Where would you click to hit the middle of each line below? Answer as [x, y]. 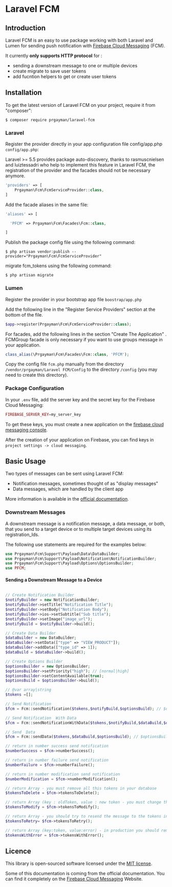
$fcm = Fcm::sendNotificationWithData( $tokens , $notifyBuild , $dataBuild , [84, 723]
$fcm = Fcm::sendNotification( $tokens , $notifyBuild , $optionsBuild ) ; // [83, 709]
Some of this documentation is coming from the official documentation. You [85, 874]
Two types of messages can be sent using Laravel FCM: [64, 474]
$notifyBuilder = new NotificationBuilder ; [52, 600]
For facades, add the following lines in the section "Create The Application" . [86, 334]
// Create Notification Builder [40, 595]
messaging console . [26, 430]
